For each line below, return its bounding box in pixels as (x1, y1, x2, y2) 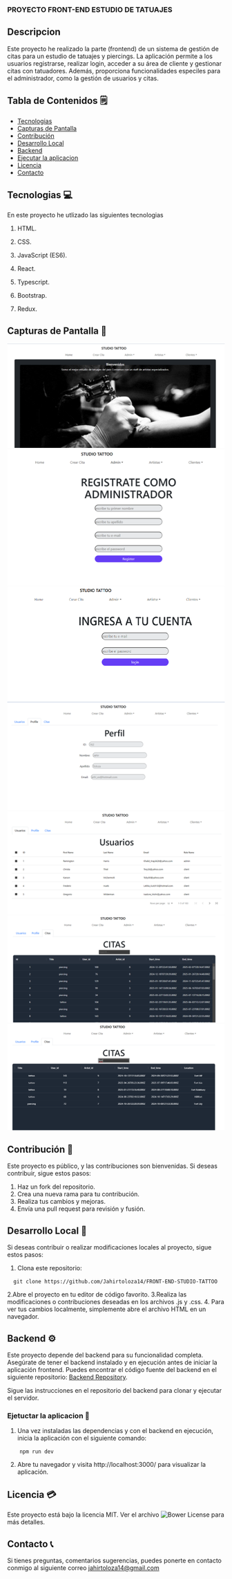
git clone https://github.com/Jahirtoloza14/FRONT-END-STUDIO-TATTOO (13, 1279, 217, 1285)
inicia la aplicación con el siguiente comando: (17, 1434, 147, 1443)
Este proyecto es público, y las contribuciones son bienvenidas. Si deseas (7, 1162, 217, 1171)
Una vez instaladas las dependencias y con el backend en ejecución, (17, 1427, 214, 1435)
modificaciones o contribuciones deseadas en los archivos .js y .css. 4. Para (7, 1298, 224, 1306)
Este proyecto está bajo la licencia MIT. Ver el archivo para (7, 1510, 224, 1519)
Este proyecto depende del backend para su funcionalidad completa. (7, 1351, 204, 1360)
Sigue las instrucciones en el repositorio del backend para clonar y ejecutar (7, 1387, 222, 1395)
